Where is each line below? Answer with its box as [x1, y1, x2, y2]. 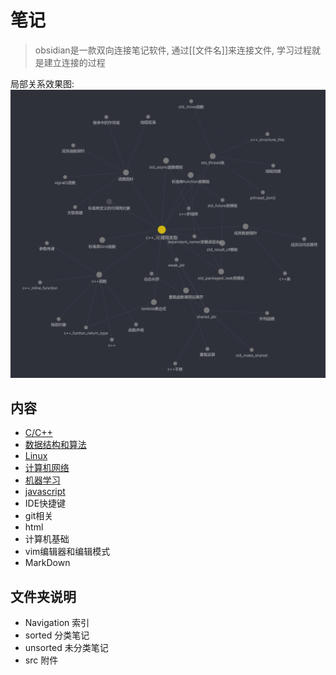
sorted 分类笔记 [24, 629, 90, 641]
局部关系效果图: [10, 77, 75, 90]
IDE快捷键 [24, 497, 67, 510]
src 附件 [24, 654, 59, 666]
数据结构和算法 [24, 439, 87, 451]
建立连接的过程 [43, 56, 106, 68]
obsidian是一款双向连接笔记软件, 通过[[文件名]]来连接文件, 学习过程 [34, 44, 313, 56]
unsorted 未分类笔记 [24, 642, 109, 654]
